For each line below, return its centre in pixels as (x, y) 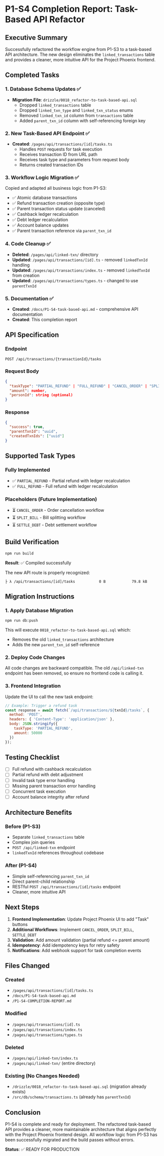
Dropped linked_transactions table (55, 105)
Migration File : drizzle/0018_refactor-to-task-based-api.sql (75, 100)
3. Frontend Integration (33, 686)
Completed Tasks (32, 75)
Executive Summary (36, 38)
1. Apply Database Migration (39, 610)
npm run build (20, 553)
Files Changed (27, 966)
